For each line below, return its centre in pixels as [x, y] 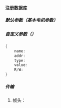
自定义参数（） [20, 34]
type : [20, 61]
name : [20, 51]
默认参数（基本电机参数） [31, 20]
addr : [20, 56]
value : [21, 65]
